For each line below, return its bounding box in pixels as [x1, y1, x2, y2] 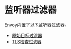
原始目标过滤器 [11, 32, 42, 38]
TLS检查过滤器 [11, 38, 42, 45]
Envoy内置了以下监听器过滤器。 [4, 22, 70, 28]
